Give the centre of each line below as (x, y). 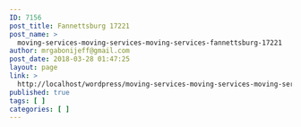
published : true (39, 92)
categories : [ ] (39, 109)
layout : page (34, 68)
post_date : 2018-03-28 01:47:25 (69, 59)
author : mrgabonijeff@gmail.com (69, 51)
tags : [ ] (28, 101)
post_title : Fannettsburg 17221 (69, 26)
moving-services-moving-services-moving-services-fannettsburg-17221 (150, 42)
